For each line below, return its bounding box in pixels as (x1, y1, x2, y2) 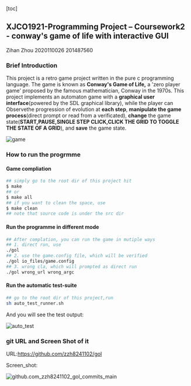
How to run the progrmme (6, 151, 81, 159)
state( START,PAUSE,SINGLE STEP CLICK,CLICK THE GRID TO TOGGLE (6, 118, 179, 126)
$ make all (6, 194, 33, 200)
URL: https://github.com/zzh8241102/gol (6, 350, 102, 357)
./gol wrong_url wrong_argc (6, 269, 75, 275)
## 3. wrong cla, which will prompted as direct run (6, 263, 137, 269)
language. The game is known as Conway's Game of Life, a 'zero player (6, 81, 180, 88)
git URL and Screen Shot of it (6, 337, 89, 345)
